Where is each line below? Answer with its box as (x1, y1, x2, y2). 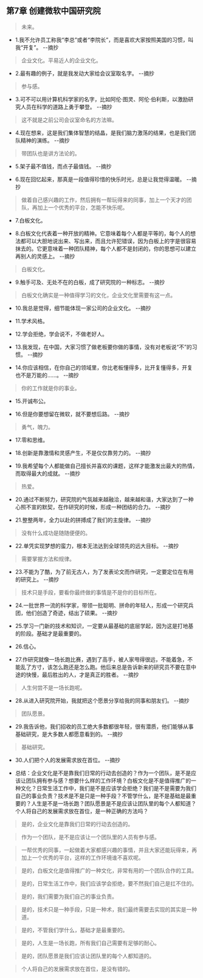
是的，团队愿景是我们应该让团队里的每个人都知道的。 (21, 952, 155, 959)
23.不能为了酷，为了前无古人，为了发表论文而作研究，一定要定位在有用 (15, 568, 194, 575)
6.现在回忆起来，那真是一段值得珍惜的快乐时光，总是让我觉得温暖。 (15, 176, 185, 183)
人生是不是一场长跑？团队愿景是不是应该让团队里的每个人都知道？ (31, 799, 196, 807)
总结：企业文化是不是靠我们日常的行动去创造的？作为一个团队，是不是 (15, 769, 191, 776)
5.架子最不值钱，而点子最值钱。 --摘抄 (15, 162, 112, 170)
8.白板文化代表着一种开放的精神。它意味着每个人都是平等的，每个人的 (15, 229, 191, 237)
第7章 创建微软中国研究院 (6, 5, 101, 16)
